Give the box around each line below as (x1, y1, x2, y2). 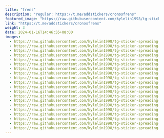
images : (5, 35, 21, 40)
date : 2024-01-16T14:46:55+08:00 (5, 30, 73, 35)
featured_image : (5, 16, 38, 21)
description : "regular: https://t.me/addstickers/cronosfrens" (5, 12, 137, 17)
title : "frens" (5, 7, 36, 12)
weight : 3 (5, 25, 25, 30)
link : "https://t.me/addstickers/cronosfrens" (5, 21, 102, 26)
